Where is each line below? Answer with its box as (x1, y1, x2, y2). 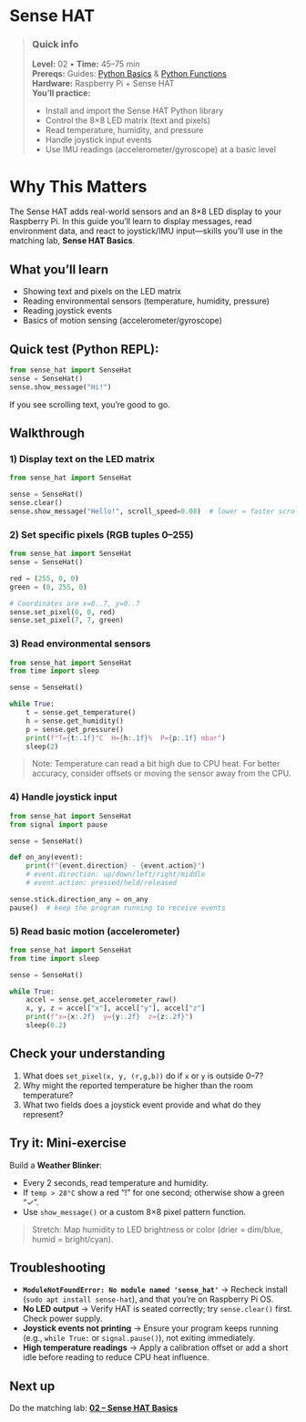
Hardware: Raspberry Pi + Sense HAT (31, 78, 175, 89)
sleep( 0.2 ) (25, 1021, 67, 1030)
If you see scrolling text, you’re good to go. (9, 398, 170, 410)
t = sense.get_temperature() (25, 708, 137, 717)
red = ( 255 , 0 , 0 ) (9, 573, 79, 583)
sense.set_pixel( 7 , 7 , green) (9, 616, 125, 625)
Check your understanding (9, 1046, 166, 1062)
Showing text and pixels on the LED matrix (22, 286, 182, 297)
